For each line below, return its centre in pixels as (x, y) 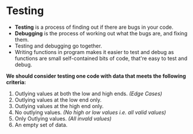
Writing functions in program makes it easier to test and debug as (94, 52)
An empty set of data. (41, 125)
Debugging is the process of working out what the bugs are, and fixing (101, 33)
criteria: (16, 82)
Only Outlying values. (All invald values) (63, 118)
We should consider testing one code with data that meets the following (96, 76)
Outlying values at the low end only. (58, 100)
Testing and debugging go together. (58, 46)
